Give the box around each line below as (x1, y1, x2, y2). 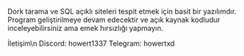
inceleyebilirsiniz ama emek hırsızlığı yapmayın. (7, 24, 163, 32)
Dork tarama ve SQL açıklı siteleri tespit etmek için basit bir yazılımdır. (7, 7, 237, 16)
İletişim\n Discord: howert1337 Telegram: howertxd (7, 39, 175, 48)
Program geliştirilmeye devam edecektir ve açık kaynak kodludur (7, 15, 221, 24)
